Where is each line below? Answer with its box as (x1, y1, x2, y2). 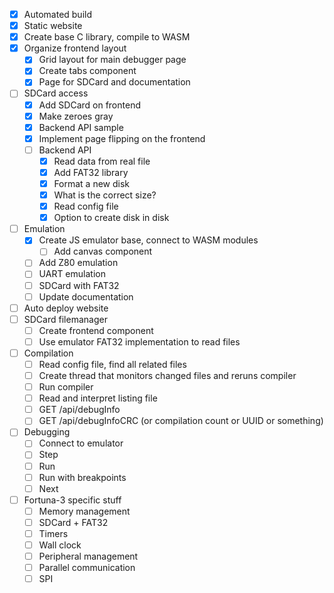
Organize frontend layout (23, 42, 127, 54)
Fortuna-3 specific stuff (23, 494, 122, 506)
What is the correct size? (53, 189, 157, 201)
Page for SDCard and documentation (38, 76, 191, 88)
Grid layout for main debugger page (38, 54, 187, 66)
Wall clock (38, 539, 82, 551)
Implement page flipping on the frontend (38, 132, 206, 144)
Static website (23, 20, 83, 32)
